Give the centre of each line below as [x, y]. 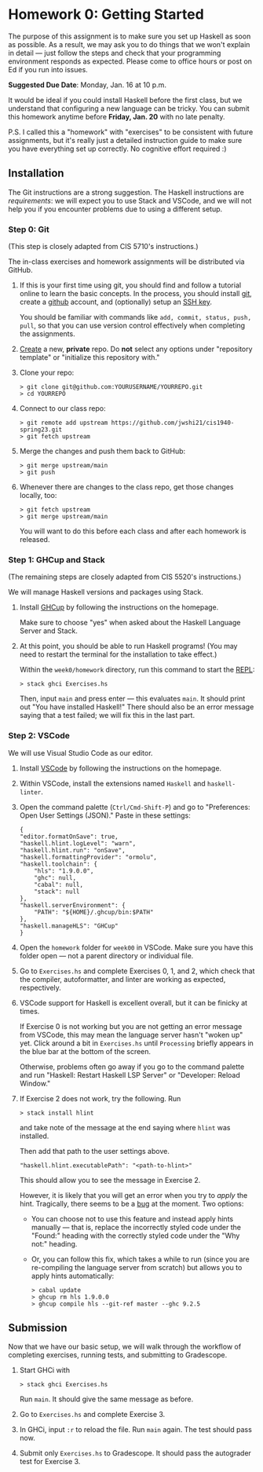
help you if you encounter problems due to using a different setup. [115, 209]
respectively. [40, 987]
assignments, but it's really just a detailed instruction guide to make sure [125, 140]
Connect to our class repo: [62, 408]
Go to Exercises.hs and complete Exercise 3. [92, 1415]
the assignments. [47, 334]
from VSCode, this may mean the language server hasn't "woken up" [131, 1034]
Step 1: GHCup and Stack [57, 559]
